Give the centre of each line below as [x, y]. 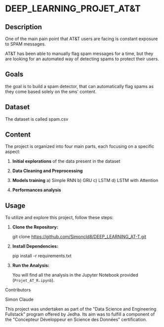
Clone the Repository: [35, 227]
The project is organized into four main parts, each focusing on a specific [80, 146]
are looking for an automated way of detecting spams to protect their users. [82, 59]
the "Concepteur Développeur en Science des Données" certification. [76, 320]
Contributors [18, 290]
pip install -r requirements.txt [42, 256]
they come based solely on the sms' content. [51, 92]
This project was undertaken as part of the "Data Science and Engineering [81, 309]
